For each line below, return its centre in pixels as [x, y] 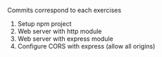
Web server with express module [66, 39]
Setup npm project [44, 24]
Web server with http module [60, 31]
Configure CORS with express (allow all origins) [86, 46]
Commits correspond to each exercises [64, 10]
